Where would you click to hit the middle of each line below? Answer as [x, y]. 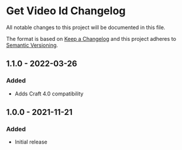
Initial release [31, 142]
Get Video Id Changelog [66, 11]
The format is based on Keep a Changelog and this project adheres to [91, 39]
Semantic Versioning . [32, 45]
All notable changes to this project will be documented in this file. [86, 27]
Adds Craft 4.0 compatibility [49, 94]
